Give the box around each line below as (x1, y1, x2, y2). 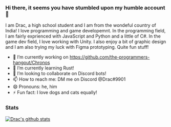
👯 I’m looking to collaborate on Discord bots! (12, 70, 106, 77)
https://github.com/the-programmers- (69, 54, 150, 60)
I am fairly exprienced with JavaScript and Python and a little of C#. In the (5, 33, 161, 40)
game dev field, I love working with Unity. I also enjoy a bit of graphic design (5, 39, 166, 45)
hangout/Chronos (12, 60, 50, 66)
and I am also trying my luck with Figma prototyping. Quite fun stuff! (5, 44, 149, 50)
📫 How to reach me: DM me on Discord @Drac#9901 (12, 76, 126, 82)
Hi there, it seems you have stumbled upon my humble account (5, 4, 165, 11)
